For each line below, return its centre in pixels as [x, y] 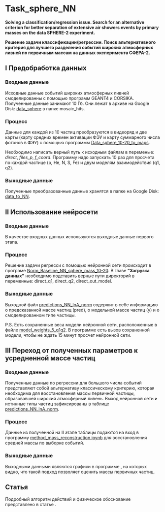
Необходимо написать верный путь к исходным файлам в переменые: [80, 152]
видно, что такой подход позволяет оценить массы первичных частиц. [80, 472]
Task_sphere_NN [41, 9]
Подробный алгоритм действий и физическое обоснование [68, 499]
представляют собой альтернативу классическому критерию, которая [80, 388]
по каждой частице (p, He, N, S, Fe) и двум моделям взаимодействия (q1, [82, 162]
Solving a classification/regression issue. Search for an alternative [75, 22]
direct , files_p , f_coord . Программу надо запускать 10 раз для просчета [80, 157]
